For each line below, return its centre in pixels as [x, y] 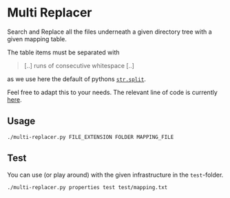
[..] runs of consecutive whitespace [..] [79, 65]
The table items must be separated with [63, 52]
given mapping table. [37, 38]
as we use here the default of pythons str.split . [76, 79]
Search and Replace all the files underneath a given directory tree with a [109, 32]
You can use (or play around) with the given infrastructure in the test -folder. [115, 175]
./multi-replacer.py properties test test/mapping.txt [87, 187]
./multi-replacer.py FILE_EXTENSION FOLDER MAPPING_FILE [91, 137]
